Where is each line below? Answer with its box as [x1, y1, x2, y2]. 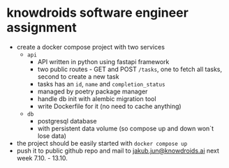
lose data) [37, 131, 67, 140]
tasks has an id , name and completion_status [37, 79, 165, 88]
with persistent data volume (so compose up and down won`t [37, 124, 214, 132]
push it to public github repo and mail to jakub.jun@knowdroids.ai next [16, 146, 219, 155]
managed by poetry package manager [37, 87, 148, 96]
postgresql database [37, 116, 97, 125]
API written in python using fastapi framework [37, 57, 170, 66]
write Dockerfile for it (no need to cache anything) [37, 102, 182, 110]
